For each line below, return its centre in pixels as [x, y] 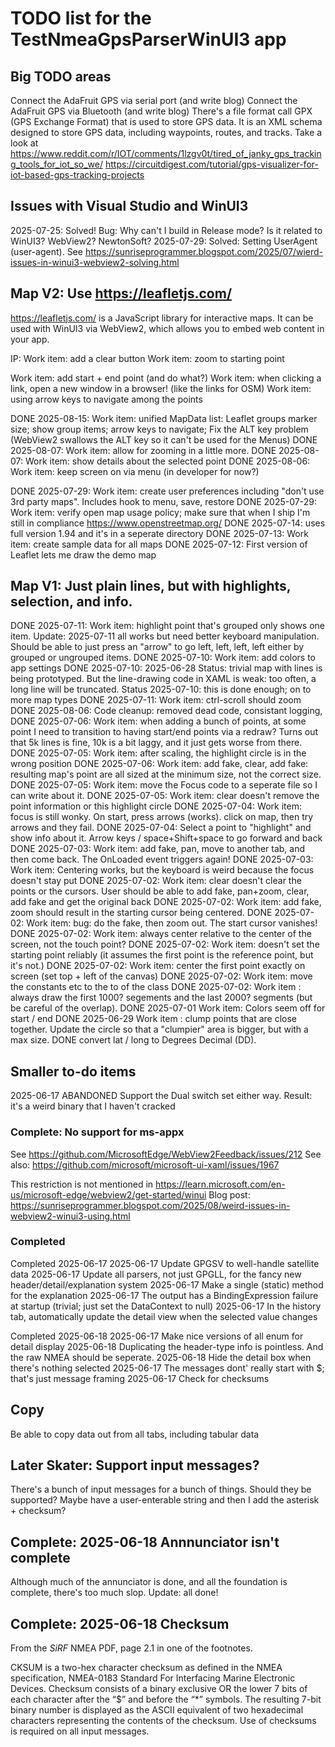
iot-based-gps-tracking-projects [77, 175]
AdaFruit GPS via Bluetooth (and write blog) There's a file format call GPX [161, 111]
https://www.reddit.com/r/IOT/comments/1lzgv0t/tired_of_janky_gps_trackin [166, 153]
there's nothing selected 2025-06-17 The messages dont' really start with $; [167, 1368]
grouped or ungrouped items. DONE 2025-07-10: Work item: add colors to [163, 658]
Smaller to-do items [73, 1071]
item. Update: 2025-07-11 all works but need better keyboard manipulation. [165, 636]
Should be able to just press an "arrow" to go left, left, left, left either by [157, 647]
